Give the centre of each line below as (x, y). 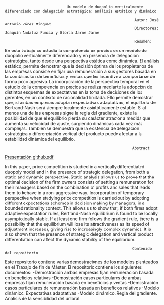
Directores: (147, 28)
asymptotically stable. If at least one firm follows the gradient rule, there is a (82, 219)
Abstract (141, 148)
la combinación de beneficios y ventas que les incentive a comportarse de (80, 76)
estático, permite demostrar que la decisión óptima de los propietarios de (79, 66)
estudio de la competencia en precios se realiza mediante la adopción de (79, 87)
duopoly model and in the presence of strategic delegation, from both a (77, 172)
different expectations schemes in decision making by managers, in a (75, 203)
